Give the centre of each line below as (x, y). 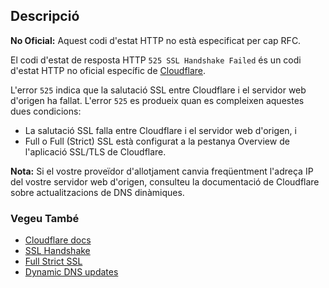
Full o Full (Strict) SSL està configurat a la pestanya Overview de (157, 141)
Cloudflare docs (58, 240)
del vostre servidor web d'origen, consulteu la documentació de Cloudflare (165, 181)
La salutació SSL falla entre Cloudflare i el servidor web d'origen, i (160, 130)
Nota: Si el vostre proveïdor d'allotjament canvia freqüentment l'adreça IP (162, 171)
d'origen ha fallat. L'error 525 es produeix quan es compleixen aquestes (157, 100)
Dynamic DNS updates (71, 272)
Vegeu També (45, 218)
